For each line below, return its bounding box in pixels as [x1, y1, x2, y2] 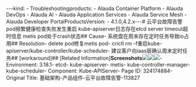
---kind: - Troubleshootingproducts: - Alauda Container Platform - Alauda [6, 5, 183, 12]
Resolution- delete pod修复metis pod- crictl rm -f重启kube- [19, 40, 163, 47]
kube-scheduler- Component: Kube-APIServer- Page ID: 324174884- [6, 67, 173, 74]
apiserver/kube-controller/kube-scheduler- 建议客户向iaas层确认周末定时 [6, 47, 183, 54]
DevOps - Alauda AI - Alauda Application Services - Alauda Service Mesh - [6, 11, 187, 18]
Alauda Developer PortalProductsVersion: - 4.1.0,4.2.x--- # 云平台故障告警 [6, 18, 183, 25]
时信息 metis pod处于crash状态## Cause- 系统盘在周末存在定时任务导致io [6, 33, 184, 40]
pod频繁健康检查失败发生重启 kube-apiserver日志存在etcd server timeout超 [6, 26, 188, 32]
